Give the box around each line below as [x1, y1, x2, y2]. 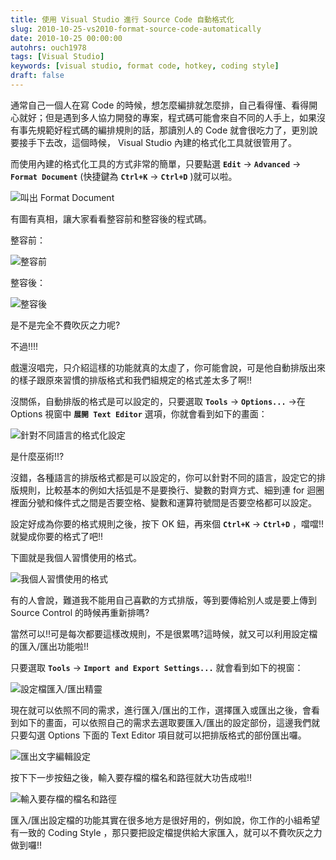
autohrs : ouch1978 [10, 42, 87, 53]
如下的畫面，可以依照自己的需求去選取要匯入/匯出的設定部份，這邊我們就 [18, 716, 321, 728]
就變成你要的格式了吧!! [10, 530, 104, 542]
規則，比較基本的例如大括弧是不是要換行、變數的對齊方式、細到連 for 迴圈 [18, 484, 325, 496]
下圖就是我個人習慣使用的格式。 [10, 551, 142, 563]
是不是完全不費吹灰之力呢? [10, 319, 121, 331]
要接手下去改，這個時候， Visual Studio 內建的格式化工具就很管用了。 [10, 136, 297, 148]
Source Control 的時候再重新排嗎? [10, 606, 150, 618]
